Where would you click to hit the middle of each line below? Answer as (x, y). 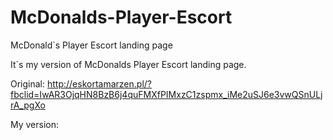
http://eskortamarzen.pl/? (99, 83)
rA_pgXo (28, 105)
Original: (28, 83)
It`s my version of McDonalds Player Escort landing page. (128, 64)
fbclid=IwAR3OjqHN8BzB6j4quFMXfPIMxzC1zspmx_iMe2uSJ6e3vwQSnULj (166, 94)
